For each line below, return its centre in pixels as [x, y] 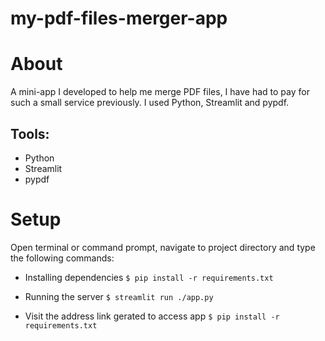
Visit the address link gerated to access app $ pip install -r [152, 316]
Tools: [30, 133]
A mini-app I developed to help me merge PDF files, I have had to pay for [160, 92]
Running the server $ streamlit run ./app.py [119, 296]
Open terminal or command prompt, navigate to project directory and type [163, 247]
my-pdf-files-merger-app [119, 18]
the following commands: [62, 258]
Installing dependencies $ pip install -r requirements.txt [149, 277]
